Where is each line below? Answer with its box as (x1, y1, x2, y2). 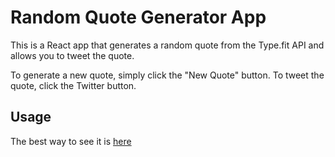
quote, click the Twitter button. (10, 79, 137, 91)
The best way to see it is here (10, 135, 132, 147)
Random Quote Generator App (10, 6, 267, 29)
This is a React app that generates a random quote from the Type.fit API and (10, 39, 325, 51)
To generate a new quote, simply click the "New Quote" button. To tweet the (10, 69, 325, 81)
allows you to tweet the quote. (10, 49, 135, 61)
